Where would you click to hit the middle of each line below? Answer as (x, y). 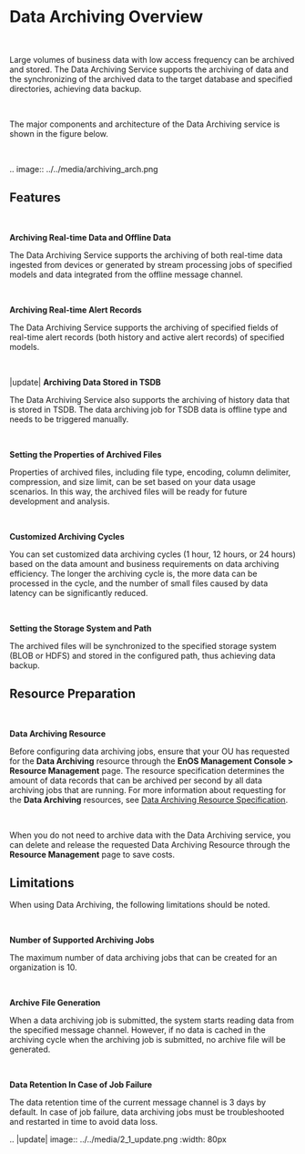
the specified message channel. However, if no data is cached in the (137, 1030)
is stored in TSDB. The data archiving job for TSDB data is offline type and (148, 409)
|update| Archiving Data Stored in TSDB (85, 382)
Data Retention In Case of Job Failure (81, 1085)
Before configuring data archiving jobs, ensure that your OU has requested (149, 751)
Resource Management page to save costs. (92, 854)
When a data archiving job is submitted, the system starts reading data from (152, 1020)
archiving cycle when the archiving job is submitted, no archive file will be (147, 1040)
